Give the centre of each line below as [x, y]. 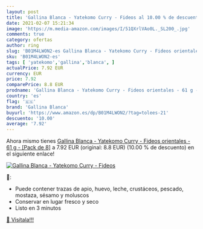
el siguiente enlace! [31, 154]
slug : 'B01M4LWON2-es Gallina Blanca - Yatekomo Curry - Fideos [89, 51]
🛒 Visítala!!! [20, 220]
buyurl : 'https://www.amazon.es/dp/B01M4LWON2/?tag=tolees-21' [88, 113]
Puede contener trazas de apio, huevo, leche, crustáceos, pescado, [99, 189]
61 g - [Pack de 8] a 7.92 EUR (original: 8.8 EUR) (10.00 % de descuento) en [100, 148]
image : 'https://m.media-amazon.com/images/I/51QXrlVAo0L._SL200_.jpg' [98, 29]
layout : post [23, 12]
